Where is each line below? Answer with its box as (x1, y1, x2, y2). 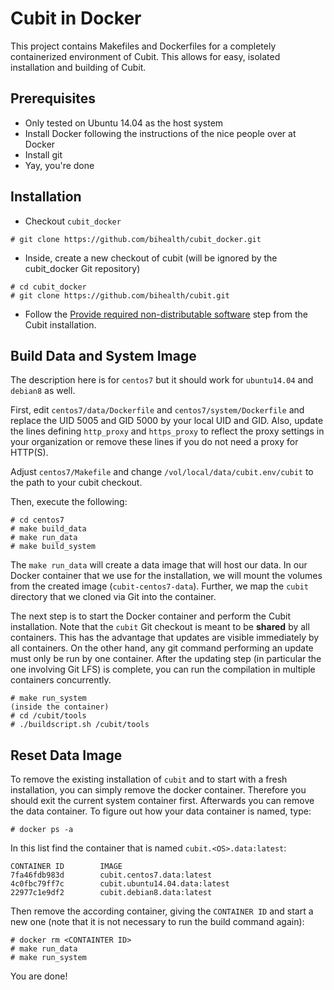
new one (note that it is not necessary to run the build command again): (10, 916, 305, 928)
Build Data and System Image (10, 347, 197, 364)
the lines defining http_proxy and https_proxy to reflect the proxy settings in (10, 425, 325, 437)
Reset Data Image (10, 747, 123, 764)
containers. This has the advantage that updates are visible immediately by (10, 632, 320, 644)
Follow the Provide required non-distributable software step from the (24, 308, 308, 320)
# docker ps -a (10, 825, 74, 835)
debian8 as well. (10, 385, 76, 397)
